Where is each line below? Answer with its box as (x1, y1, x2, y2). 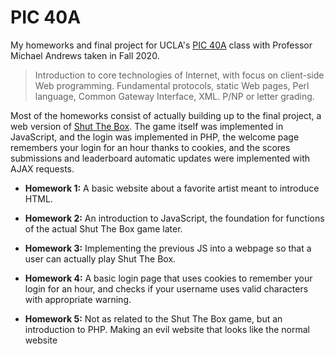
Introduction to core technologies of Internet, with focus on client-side (34, 69, 325, 81)
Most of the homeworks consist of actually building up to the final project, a (10, 109, 322, 121)
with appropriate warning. (24, 293, 132, 305)
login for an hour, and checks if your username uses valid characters (24, 282, 309, 295)
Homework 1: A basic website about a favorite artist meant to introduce (24, 182, 320, 194)
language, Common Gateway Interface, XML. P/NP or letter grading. (34, 90, 315, 102)
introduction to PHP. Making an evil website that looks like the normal (24, 323, 310, 335)
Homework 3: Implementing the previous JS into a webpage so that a (24, 242, 312, 254)
